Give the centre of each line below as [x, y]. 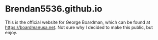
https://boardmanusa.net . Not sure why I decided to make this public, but [79, 27]
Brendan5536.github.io [54, 9]
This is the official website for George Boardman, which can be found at [78, 22]
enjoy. [11, 32]
